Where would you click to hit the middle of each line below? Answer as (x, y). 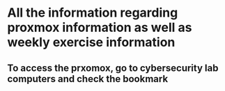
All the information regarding (93, 13)
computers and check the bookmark (88, 79)
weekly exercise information (91, 42)
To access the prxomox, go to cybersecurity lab (113, 68)
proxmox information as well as (100, 27)
